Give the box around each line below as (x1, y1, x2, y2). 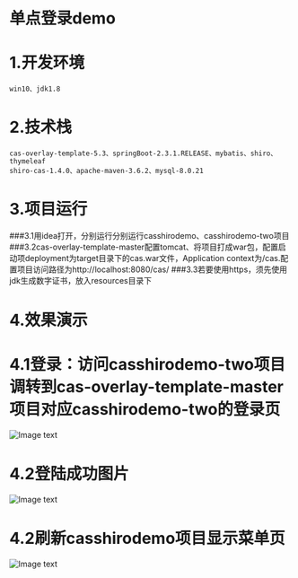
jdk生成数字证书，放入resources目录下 (9, 276, 153, 285)
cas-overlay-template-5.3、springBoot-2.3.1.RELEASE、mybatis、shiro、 (9, 149, 278, 158)
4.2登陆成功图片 (9, 464, 129, 485)
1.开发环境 (9, 53, 85, 73)
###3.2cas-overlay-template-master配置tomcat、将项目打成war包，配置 (9, 241, 278, 252)
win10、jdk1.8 (9, 84, 61, 94)
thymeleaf (9, 157, 47, 166)
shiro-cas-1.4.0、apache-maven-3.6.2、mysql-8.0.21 (9, 167, 204, 176)
